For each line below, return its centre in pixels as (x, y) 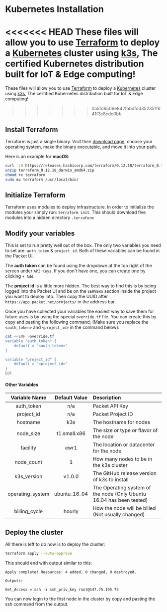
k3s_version (29, 476)
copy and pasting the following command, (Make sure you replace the (77, 322)
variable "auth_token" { (31, 341)
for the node (107, 451)
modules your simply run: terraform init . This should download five (76, 212)
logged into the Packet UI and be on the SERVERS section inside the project (81, 291)
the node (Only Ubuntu (120, 494)
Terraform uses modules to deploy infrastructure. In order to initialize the (80, 207)
